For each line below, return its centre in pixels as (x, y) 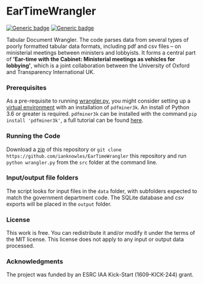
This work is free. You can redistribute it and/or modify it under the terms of (101, 233)
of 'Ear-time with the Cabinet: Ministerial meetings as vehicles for (91, 59)
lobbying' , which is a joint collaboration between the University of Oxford (98, 66)
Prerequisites (26, 87)
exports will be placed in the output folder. (59, 204)
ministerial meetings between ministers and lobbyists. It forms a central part (101, 52)
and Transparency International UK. (51, 72)
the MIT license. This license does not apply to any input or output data (95, 239)
